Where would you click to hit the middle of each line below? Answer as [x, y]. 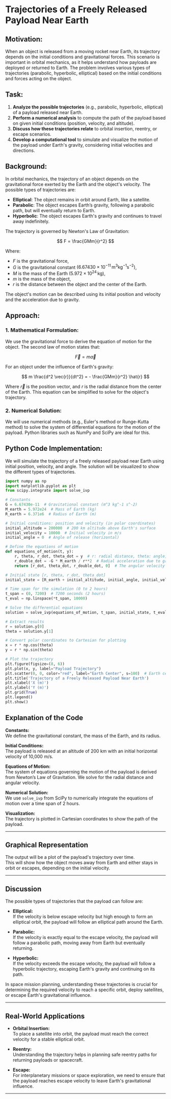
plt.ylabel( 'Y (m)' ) [27, 688]
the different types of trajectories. [41, 472]
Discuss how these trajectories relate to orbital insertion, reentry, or [85, 128]
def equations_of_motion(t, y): [39, 552]
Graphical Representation [47, 845]
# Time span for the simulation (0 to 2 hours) [57, 589]
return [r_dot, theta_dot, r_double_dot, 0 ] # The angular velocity [90, 566]
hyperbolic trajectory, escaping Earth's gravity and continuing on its [84, 969]
